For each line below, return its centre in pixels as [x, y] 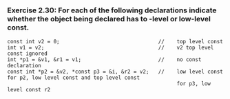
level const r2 [29, 90]
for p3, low [194, 84]
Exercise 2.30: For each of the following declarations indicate [112, 10]
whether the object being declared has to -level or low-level [109, 19]
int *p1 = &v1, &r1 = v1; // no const [104, 60]
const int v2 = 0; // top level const [115, 42]
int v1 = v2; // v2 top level [111, 48]
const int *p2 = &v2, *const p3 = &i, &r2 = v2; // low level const [115, 72]
